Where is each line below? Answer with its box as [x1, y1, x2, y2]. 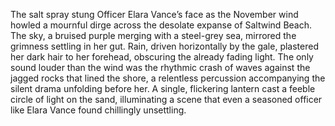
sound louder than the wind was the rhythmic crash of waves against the [10, 62, 311, 73]
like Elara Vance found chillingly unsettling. [10, 104, 187, 116]
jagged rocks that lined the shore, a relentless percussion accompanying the [10, 72, 326, 84]
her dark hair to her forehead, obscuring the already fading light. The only [10, 51, 314, 63]
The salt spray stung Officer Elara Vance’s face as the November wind [10, 9, 299, 20]
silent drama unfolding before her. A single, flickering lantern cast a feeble [10, 83, 316, 94]
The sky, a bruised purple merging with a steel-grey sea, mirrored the [10, 30, 297, 41]
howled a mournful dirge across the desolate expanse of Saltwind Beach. [10, 19, 313, 31]
